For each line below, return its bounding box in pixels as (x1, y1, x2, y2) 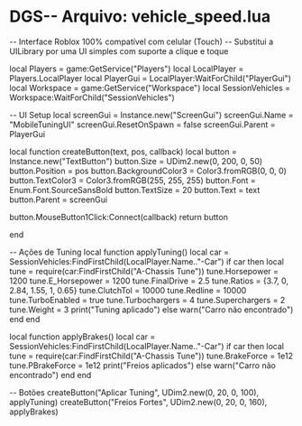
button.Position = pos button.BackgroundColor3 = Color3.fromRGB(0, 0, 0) (9, 165, 287, 176)
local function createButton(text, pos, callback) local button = (9, 146, 237, 157)
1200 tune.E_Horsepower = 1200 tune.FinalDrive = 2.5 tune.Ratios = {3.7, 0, (9, 275, 289, 286)
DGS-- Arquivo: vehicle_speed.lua (9, 6, 271, 27)
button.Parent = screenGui (9, 194, 108, 205)
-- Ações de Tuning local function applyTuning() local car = (9, 246, 230, 257)
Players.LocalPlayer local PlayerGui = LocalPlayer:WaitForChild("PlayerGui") (9, 72, 291, 83)
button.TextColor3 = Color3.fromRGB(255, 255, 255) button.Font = (9, 174, 256, 186)
